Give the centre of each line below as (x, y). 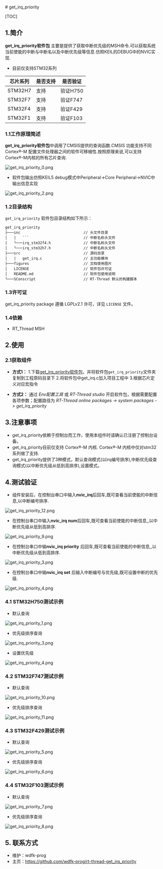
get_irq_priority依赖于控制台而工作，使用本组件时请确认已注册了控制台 (83, 435)
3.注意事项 (21, 422)
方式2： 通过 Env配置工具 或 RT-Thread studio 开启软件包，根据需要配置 (84, 394)
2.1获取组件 (18, 360)
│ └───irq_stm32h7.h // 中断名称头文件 (60, 248)
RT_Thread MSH (28, 329)
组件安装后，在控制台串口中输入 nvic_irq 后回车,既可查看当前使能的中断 (83, 495)
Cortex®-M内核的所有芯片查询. (36, 158)
